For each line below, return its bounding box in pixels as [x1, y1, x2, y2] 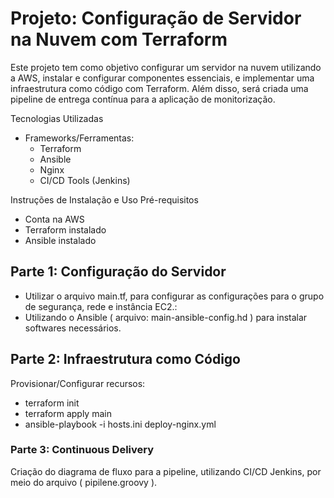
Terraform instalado [24, 223, 107, 236]
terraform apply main [24, 407, 112, 419]
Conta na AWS [24, 213, 85, 225]
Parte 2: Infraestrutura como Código [10, 351, 241, 368]
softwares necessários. [24, 322, 122, 334]
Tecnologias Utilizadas [10, 112, 104, 124]
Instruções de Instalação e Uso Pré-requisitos [10, 193, 199, 206]
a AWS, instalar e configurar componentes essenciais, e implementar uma [10, 72, 315, 84]
